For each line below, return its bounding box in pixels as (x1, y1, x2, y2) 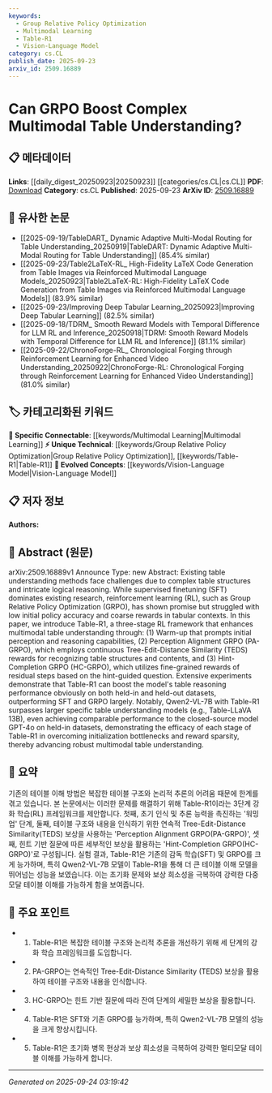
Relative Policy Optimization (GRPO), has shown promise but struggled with (8, 602, 260, 611)
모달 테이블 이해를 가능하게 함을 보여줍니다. (8, 880, 145, 889)
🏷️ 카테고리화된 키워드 (8, 405, 114, 419)
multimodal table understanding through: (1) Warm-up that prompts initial (8, 628, 252, 637)
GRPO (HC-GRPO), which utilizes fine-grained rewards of (48, 662, 240, 672)
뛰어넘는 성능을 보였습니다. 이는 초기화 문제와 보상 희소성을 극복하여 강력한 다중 (8, 869, 259, 879)
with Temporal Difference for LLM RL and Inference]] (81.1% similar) (19, 336, 246, 346)
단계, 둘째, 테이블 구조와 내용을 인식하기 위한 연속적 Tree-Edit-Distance (19, 819, 246, 828)
